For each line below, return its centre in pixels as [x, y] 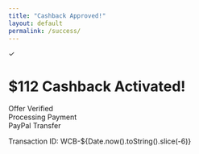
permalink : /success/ [45, 31]
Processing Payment [43, 117]
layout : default [35, 23]
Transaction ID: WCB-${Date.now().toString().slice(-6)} [100, 141]
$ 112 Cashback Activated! [97, 86]
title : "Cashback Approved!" [57, 16]
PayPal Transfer [35, 126]
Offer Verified [31, 109]
